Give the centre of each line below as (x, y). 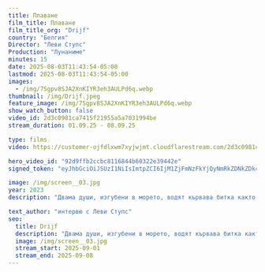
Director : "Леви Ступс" (47, 45)
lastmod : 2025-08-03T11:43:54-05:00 (68, 74)
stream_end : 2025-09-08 (54, 256)
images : (21, 81)
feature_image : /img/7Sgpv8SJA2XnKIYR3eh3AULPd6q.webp (100, 103)
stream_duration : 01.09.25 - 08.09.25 (72, 125)
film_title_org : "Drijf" (49, 30)
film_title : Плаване (42, 23)
